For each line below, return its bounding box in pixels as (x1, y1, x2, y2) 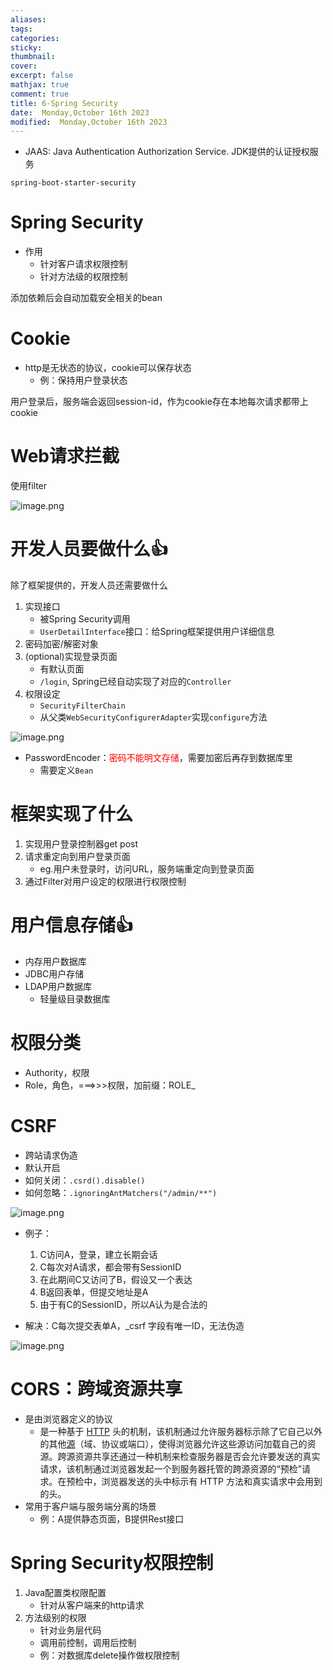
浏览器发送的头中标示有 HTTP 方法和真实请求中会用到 (101, 1475, 323, 1487)
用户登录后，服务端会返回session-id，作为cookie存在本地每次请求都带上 (10, 396, 309, 408)
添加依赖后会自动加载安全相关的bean (10, 292, 163, 304)
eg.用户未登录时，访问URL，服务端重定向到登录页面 (39, 862, 255, 875)
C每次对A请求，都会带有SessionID (39, 1261, 182, 1273)
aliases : (10, 14, 47, 25)
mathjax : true (10, 80, 70, 90)
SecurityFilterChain (39, 701, 126, 711)
